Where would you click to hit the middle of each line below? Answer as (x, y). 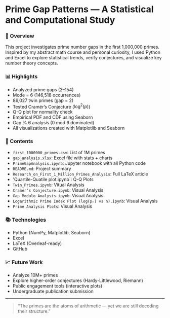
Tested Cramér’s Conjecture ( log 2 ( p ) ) (51, 106)
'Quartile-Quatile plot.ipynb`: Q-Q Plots (53, 179)
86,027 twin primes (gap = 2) (43, 100)
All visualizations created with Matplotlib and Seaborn (69, 128)
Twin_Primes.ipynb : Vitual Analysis (48, 185)
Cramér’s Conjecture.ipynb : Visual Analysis (58, 190)
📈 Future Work (24, 262)
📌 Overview (20, 36)
